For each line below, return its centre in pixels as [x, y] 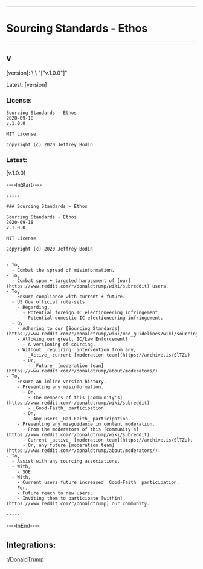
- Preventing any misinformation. [60, 387]
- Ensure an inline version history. [59, 382]
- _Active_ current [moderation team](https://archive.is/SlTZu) [106, 355]
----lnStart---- [24, 185]
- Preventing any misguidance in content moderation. [86, 424]
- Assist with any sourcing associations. [66, 462]
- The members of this [56, 398]
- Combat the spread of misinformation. [63, 271]
